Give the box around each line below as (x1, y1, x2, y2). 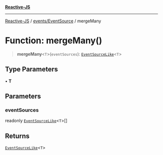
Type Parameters (5, 65, 58, 73)
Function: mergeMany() (5, 35, 102, 46)
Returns (5, 132, 30, 140)
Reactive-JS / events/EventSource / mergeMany (5, 18, 101, 24)
